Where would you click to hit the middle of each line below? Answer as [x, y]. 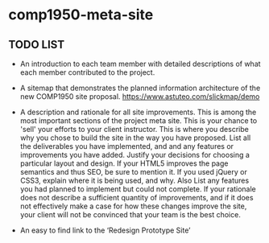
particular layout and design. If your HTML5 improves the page [124, 163]
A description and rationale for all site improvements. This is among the [138, 112]
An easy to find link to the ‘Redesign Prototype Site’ [105, 230]
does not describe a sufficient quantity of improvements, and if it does [137, 198]
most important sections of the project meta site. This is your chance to [139, 121]
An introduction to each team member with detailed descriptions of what [140, 64]
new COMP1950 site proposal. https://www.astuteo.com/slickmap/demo [140, 97]
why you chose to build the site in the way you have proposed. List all [135, 138]
